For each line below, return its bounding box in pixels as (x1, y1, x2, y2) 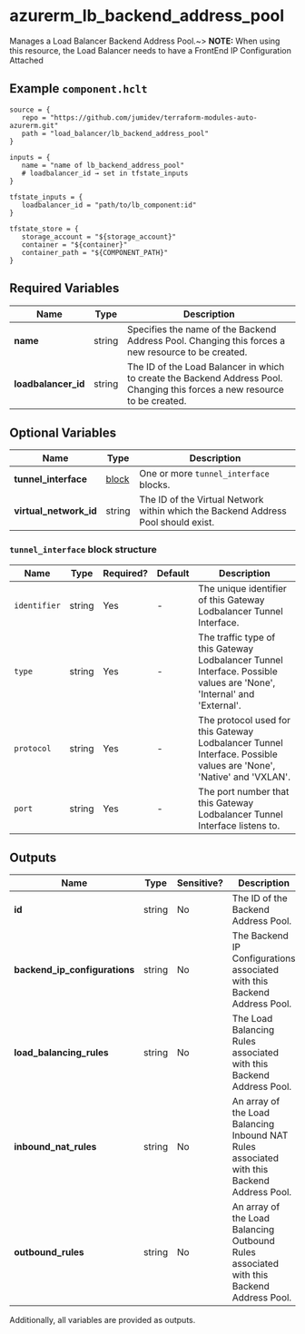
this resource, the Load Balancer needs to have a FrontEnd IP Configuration (9, 44, 292, 55)
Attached (9, 54, 44, 65)
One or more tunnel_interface (139, 467, 271, 480)
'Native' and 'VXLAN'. (198, 770, 290, 783)
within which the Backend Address (139, 505, 288, 517)
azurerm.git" (9, 121, 59, 130)
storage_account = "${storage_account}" (21, 232, 177, 241)
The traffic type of (198, 631, 276, 643)
